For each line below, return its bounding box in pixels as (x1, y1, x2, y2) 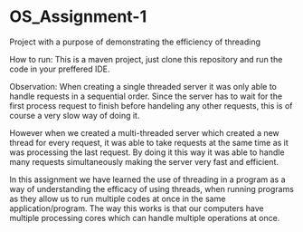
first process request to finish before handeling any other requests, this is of (9, 100, 293, 111)
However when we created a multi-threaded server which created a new (9, 127, 280, 138)
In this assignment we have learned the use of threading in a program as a (9, 174, 286, 185)
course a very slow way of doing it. (9, 110, 140, 121)
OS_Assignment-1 (9, 6, 147, 27)
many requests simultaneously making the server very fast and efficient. (9, 156, 279, 167)
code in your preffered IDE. (9, 63, 110, 74)
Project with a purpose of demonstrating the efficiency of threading (9, 36, 260, 47)
